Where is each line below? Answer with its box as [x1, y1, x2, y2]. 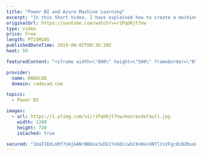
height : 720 [17, 124, 47, 131]
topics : [6, 91, 26, 98]
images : [6, 108, 26, 114]
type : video [6, 25, 36, 32]
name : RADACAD [11, 75, 47, 81]
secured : [6, 141, 28, 147]
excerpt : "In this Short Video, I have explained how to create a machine [6, 14, 198, 20]
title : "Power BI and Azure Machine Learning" [6, 8, 125, 15]
